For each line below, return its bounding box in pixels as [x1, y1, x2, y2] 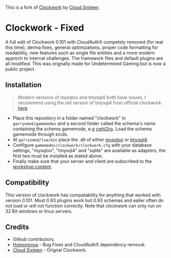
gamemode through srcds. [12, 131, 69, 137]
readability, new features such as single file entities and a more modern [5, 49, 155, 55]
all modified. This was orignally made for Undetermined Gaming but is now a [5, 61, 166, 67]
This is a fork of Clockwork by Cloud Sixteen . [5, 5, 100, 10]
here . [17, 105, 29, 111]
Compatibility [5, 178, 49, 187]
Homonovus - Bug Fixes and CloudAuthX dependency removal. [12, 242, 146, 248]
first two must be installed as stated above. [12, 153, 103, 159]
